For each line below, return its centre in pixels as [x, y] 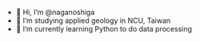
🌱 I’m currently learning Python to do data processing [104, 29]
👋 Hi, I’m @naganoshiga [55, 12]
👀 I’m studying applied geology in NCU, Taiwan [93, 20]
